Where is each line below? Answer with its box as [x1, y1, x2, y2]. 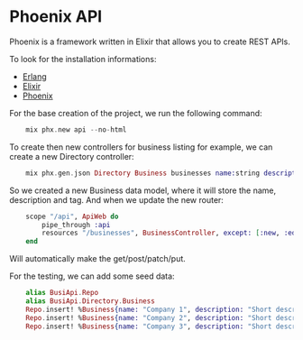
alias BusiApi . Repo [25, 289, 99, 298]
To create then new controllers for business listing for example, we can [9, 142, 273, 152]
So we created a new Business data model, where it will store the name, [9, 185, 277, 196]
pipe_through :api [41, 220, 111, 229]
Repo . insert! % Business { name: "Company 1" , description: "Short [25, 305, 272, 314]
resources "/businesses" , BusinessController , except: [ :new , [41, 228, 280, 238]
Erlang [22, 70, 47, 82]
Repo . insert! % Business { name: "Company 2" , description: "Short [25, 313, 272, 322]
